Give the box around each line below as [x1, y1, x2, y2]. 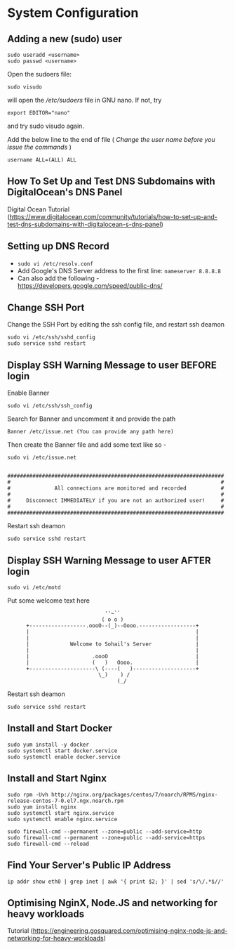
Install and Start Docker [7, 722, 113, 735]
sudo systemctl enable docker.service [7, 753, 121, 760]
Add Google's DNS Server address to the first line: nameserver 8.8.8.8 [17, 266, 221, 275]
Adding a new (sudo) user [7, 33, 123, 45]
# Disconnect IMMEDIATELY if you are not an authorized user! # [7, 497, 224, 504]
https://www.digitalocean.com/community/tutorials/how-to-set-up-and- [9, 212, 217, 221]
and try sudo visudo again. [7, 122, 84, 130]
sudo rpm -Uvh [7, 791, 49, 798]
